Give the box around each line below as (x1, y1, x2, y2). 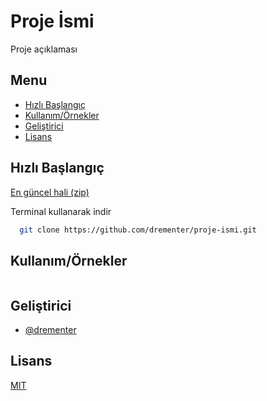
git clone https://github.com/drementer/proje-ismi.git (19, 225, 257, 235)
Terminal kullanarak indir (10, 205, 112, 217)
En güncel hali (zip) (10, 186, 90, 198)
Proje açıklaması (10, 43, 78, 55)
